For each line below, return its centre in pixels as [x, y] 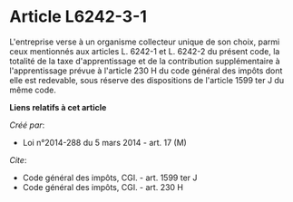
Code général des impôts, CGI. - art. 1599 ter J [110, 178]
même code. [33, 90]
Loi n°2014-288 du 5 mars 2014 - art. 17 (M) [105, 142]
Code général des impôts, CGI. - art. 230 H [103, 187]
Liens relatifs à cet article [58, 107]
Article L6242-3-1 [78, 17]
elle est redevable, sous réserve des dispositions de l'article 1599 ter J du [146, 80]
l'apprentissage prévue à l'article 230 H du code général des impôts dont [146, 71]
